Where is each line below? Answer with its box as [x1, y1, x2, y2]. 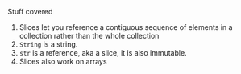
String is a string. [19, 39, 78, 49]
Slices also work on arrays [19, 56, 107, 66]
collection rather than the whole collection [19, 31, 160, 40]
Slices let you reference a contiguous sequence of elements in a [19, 23, 233, 31]
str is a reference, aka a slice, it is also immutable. [19, 48, 187, 57]
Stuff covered [7, 7, 53, 16]
